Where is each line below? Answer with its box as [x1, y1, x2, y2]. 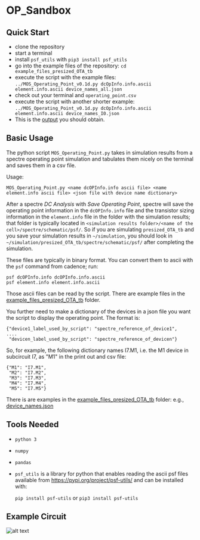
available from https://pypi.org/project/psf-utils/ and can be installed [14, 476, 184, 483]
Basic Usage [6, 133, 54, 143]
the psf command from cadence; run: [6, 263, 99, 270]
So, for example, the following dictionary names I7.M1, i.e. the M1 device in [6, 347, 189, 354]
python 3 [14, 436, 37, 442]
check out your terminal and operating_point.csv [14, 92, 137, 98]
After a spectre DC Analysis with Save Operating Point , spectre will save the [6, 200, 194, 208]
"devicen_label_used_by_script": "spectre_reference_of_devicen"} [8, 336, 178, 342]
